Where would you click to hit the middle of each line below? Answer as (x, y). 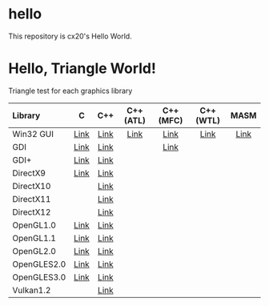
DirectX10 (32, 186)
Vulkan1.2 (32, 290)
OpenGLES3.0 (39, 277)
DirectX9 (29, 173)
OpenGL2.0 (34, 251)
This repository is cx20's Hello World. (70, 36)
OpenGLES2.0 (39, 264)
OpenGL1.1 (34, 238)
